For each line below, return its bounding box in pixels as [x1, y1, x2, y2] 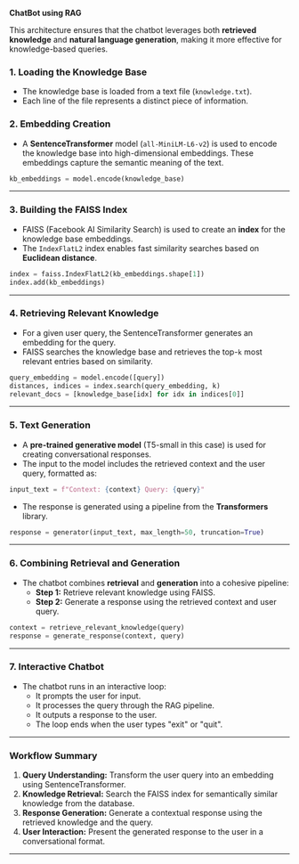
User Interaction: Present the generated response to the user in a [21, 827, 264, 837]
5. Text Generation [9, 419, 91, 431]
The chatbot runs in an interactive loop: [21, 681, 167, 691]
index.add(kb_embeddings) [9, 278, 105, 287]
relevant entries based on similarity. [21, 355, 153, 366]
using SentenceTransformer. [21, 779, 126, 790]
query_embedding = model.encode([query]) [9, 373, 166, 382]
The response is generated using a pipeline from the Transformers [21, 501, 269, 511]
